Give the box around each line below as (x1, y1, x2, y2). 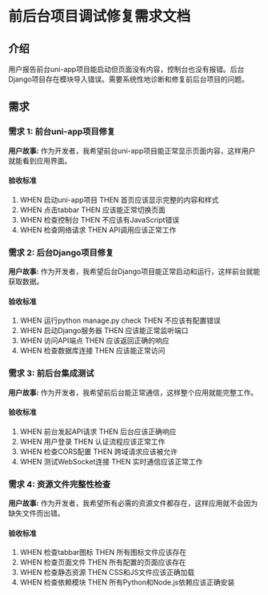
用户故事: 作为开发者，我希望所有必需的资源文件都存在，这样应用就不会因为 (8, 498, 258, 509)
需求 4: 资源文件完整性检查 (8, 478, 111, 489)
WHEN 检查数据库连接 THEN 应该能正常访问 (19, 346, 166, 356)
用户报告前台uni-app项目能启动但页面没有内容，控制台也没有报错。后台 (8, 65, 245, 74)
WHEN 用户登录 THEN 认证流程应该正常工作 (19, 436, 166, 446)
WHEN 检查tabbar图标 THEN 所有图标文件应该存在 (19, 548, 187, 557)
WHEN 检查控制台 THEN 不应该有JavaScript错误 (19, 215, 180, 224)
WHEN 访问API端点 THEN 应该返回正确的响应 (19, 336, 170, 345)
